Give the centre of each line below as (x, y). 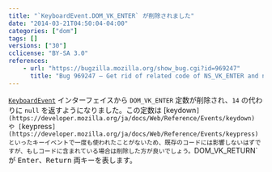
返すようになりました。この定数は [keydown (122, 110)
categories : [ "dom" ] (43, 31)
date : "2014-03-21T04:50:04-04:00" (68, 23)
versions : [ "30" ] (38, 46)
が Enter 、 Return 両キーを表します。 (73, 160)
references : (28, 61)
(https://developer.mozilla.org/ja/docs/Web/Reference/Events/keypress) (134, 134)
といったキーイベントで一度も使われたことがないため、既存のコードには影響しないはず (132, 142)
